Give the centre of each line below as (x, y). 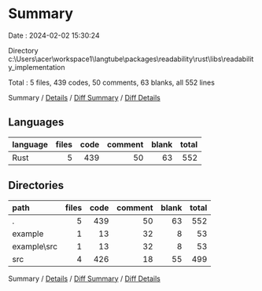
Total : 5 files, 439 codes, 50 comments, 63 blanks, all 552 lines (111, 82)
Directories (36, 186)
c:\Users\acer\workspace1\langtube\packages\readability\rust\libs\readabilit (131, 59)
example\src (35, 246)
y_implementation (37, 67)
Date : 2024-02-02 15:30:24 (54, 35)
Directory (23, 50)
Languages (36, 122)
